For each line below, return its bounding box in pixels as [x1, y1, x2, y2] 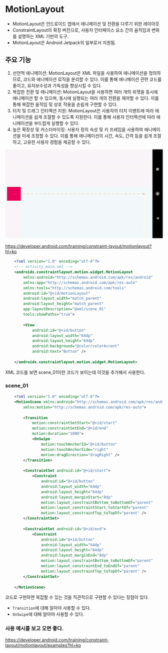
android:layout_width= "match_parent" [23, 296, 101, 301]
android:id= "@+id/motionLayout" [23, 291, 91, 296]
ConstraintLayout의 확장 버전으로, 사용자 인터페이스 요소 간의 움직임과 [12, 27, 151, 33]
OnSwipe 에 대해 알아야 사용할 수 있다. [12, 611, 84, 617]
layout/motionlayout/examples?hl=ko [5, 642, 81, 648]
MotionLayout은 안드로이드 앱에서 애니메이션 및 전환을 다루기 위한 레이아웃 [12, 21, 160, 27]
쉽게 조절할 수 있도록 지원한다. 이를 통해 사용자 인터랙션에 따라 [34, 114, 155, 120]
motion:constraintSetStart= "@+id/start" [31, 421, 117, 426]
